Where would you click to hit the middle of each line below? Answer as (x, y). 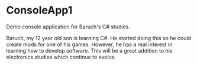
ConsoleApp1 (39, 10)
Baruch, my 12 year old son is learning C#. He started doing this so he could (98, 38)
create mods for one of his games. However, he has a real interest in (89, 44)
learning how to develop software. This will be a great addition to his (89, 50)
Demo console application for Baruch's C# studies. (68, 27)
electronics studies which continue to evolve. (61, 57)
